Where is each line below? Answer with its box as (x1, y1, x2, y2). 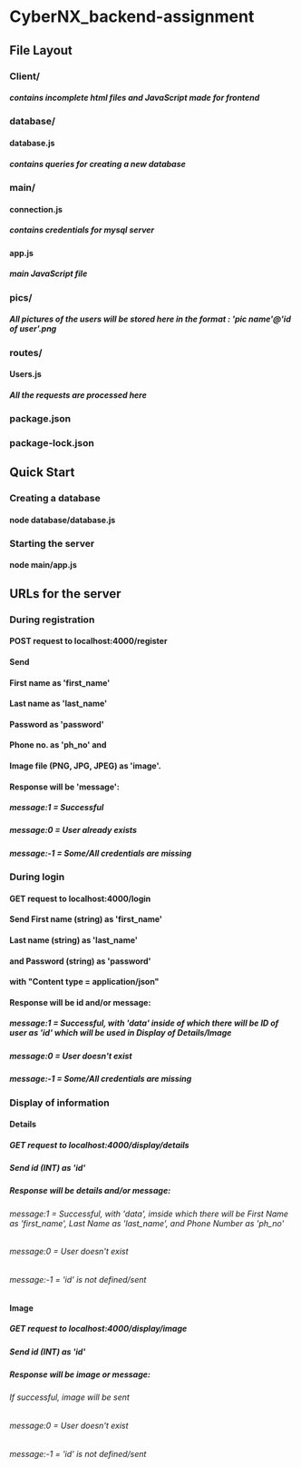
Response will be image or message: (9, 1369, 151, 1380)
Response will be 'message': (9, 781, 120, 792)
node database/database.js (9, 514, 116, 525)
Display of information (9, 1096, 111, 1109)
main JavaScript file (9, 268, 88, 279)
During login (9, 870, 65, 883)
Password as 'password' (9, 719, 104, 729)
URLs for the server (9, 586, 121, 601)
